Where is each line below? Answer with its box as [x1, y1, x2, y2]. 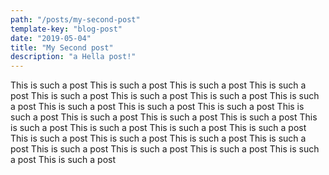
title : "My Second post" [10, 42, 114, 53]
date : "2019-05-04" [10, 33, 92, 43]
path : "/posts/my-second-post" [10, 14, 141, 25]
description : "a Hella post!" [10, 52, 137, 62]
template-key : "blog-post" [10, 24, 123, 34]
